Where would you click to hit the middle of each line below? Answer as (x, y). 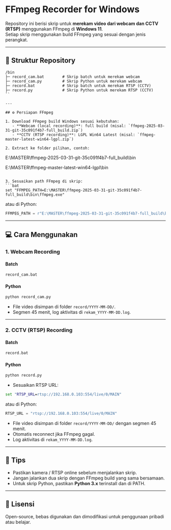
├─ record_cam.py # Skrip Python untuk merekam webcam (74, 81)
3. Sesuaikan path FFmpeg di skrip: (44, 181)
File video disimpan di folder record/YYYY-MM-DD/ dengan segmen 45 (84, 423)
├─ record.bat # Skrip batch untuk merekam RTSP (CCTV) (78, 86)
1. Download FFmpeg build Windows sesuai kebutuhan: (62, 121)
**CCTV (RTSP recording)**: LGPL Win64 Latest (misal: (76, 135)
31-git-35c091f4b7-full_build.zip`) (44, 130)
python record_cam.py (28, 297)
